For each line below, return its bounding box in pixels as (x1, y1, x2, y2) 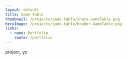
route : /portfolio (14, 35, 53, 40)
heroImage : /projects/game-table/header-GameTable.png (5, 21, 122, 26)
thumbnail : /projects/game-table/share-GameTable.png (5, 16, 120, 21)
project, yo (5, 48, 28, 55)
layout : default (5, 7, 39, 12)
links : (5, 26, 19, 31)
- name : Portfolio (10, 30, 49, 35)
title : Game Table (5, 12, 44, 17)
